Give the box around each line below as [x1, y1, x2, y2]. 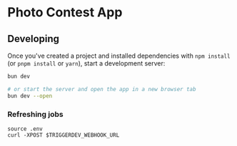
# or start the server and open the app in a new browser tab [7, 85, 196, 93]
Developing [7, 33, 59, 45]
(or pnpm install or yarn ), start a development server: [7, 59, 166, 68]
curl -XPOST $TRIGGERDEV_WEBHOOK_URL [7, 131, 120, 139]
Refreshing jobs [7, 109, 64, 119]
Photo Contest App [7, 4, 123, 21]
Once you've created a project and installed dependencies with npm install [7, 51, 231, 60]
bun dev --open [7, 92, 53, 100]
